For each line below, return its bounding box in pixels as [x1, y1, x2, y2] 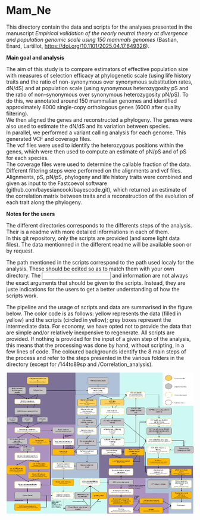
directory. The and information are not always [6, 272, 189, 279]
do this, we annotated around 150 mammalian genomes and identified [6, 97, 177, 104]
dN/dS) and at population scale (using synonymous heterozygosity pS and [6, 84, 189, 91]
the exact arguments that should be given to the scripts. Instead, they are [6, 279, 186, 287]
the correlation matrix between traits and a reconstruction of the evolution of [6, 192, 194, 199]
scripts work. [6, 292, 39, 299]
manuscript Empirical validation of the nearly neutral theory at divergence [6, 29, 188, 36]
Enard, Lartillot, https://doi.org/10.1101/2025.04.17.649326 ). [6, 42, 150, 50]
